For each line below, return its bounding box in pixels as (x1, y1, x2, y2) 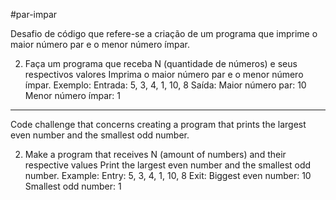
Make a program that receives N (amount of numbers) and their (24, 149, 287, 160)
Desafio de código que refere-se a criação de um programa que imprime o (10, 28, 318, 39)
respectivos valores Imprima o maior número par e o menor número (24, 69, 304, 80)
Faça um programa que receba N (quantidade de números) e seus (24, 58, 298, 69)
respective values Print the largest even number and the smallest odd (24, 159, 312, 171)
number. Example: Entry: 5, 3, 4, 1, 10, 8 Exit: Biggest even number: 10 (24, 170, 312, 181)
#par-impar (10, 9, 58, 20)
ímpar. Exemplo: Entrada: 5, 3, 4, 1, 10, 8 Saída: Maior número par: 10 (24, 79, 307, 91)
